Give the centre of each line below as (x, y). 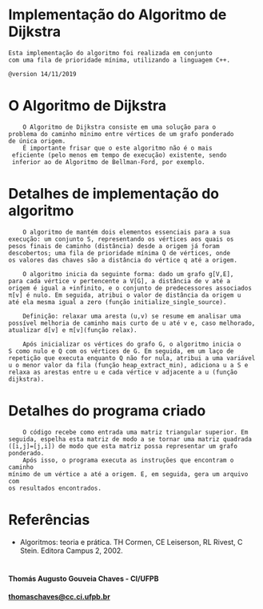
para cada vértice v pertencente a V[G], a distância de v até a (119, 281)
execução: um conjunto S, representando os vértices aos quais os (121, 239)
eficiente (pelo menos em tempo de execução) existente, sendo (119, 155)
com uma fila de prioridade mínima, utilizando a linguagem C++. (119, 60)
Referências (49, 520)
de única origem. (37, 141)
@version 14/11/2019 (43, 74)
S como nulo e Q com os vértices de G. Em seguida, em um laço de (121, 351)
